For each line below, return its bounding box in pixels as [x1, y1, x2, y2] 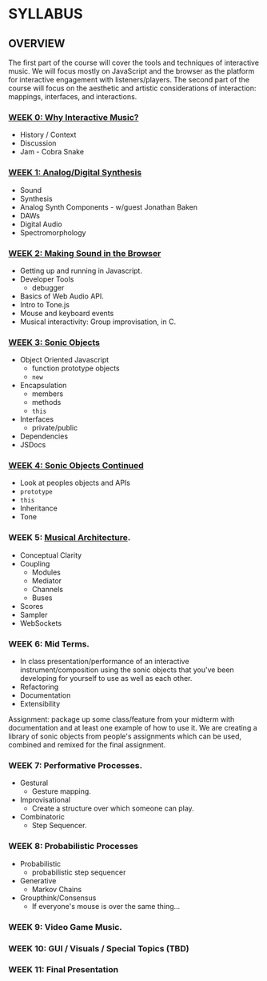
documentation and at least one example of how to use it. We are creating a [8, 723, 257, 733]
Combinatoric [19, 812, 66, 822]
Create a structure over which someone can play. [31, 803, 194, 813]
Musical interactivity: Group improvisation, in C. [19, 317, 177, 326]
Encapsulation [19, 381, 67, 390]
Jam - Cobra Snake [19, 147, 85, 157]
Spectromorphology [19, 227, 86, 237]
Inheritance [19, 503, 58, 513]
